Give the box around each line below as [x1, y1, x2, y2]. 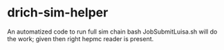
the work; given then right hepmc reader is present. [7, 34, 154, 42]
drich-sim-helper [7, 5, 109, 21]
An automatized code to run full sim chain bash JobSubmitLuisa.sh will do [7, 27, 218, 36]
